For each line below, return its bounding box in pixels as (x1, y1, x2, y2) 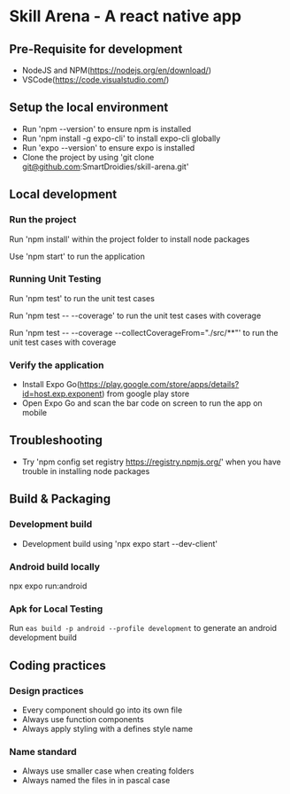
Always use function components (21, 713, 144, 724)
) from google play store (101, 388, 190, 400)
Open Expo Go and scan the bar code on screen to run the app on (21, 398, 263, 409)
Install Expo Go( (21, 379, 80, 390)
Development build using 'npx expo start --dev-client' (21, 538, 218, 549)
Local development (9, 187, 118, 202)
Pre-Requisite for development (9, 42, 183, 57)
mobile (21, 408, 47, 418)
